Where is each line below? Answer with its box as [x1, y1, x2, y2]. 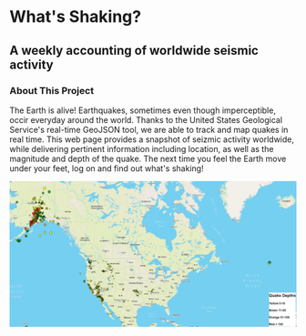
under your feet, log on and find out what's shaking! [9, 162, 204, 174]
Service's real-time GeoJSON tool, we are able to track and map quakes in [9, 124, 289, 135]
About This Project [9, 84, 94, 97]
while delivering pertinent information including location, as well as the [9, 143, 274, 154]
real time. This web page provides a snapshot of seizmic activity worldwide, [9, 134, 294, 145]
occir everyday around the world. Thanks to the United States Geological [9, 114, 283, 125]
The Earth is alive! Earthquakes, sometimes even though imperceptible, [9, 105, 276, 116]
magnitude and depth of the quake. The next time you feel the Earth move [9, 153, 287, 164]
